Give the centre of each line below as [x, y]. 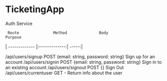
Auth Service [19, 23]
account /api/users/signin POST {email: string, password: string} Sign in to [83, 62]
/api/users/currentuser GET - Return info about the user [64, 73]
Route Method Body [58, 33]
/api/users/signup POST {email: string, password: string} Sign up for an [80, 57]
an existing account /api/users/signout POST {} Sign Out [65, 67]
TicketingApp [35, 9]
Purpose [14, 37]
